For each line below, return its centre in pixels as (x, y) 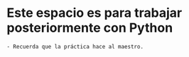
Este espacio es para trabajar (94, 13)
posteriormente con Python (90, 28)
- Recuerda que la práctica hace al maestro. (75, 46)
